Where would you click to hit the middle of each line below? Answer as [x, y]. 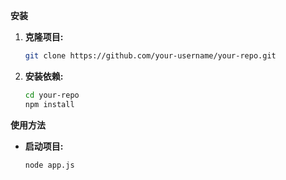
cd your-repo [52, 95]
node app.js [49, 165]
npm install [49, 104]
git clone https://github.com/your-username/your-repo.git [150, 56]
